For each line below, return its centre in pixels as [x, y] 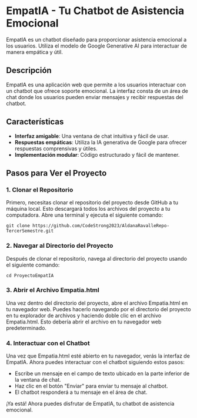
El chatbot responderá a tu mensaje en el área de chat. [81, 392]
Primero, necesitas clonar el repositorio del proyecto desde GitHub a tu [92, 203]
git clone [18, 226]
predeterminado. [26, 328]
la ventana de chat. [38, 380]
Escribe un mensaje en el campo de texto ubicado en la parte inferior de [102, 373]
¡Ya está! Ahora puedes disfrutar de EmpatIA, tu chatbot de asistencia [90, 404]
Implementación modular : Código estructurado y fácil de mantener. [97, 154]
